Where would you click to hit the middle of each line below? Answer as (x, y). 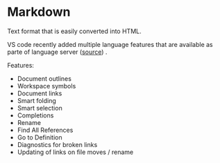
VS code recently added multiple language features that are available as (110, 44)
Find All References (45, 130)
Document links (40, 93)
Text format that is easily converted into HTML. (74, 31)
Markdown (39, 12)
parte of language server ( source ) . (57, 52)
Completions (35, 115)
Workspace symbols (46, 86)
